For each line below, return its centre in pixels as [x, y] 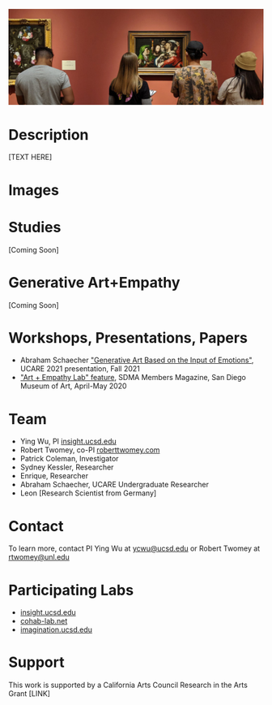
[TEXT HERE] [30, 157]
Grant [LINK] [30, 694]
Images [34, 190]
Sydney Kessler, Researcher [67, 467]
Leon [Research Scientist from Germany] [88, 493]
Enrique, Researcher [54, 476]
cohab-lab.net [44, 621]
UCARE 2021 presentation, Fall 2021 [80, 369]
